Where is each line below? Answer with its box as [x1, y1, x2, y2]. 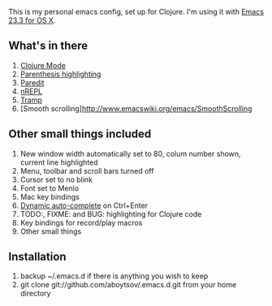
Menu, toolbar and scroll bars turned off [19, 166, 154, 175]
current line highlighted [19, 157, 99, 167]
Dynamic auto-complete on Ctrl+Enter [19, 200, 149, 210]
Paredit [19, 77, 45, 88]
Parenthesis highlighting [19, 69, 101, 79]
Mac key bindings [19, 192, 80, 201]
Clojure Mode [19, 60, 67, 70]
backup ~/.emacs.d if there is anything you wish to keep [19, 271, 209, 281]
